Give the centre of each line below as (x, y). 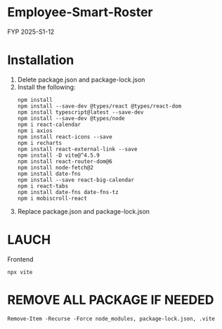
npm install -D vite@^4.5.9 (58, 155)
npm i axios (35, 131)
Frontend (20, 259)
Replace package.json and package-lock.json (83, 211)
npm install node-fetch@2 (55, 167)
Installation (41, 60)
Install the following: (46, 87)
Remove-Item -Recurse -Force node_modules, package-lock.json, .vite (111, 318)
